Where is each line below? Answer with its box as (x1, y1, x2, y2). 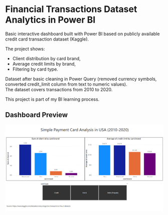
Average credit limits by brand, (12, 61, 76, 67)
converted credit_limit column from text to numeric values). (5, 81, 127, 87)
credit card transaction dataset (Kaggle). (5, 36, 89, 42)
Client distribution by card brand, (12, 55, 81, 61)
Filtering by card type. (12, 66, 59, 72)
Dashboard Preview (5, 111, 68, 119)
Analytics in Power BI (5, 14, 96, 26)
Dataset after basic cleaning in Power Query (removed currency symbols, (5, 76, 157, 82)
